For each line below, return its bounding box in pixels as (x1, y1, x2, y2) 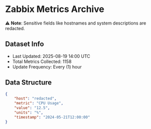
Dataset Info (5, 40, 44, 48)
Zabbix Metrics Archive (5, 3, 105, 15)
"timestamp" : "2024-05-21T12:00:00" (14, 114, 91, 119)
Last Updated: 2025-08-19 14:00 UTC (12, 53, 91, 59)
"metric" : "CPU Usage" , (14, 101, 64, 106)
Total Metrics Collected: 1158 (12, 58, 72, 64)
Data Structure (5, 78, 52, 87)
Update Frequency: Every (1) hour (12, 63, 82, 69)
